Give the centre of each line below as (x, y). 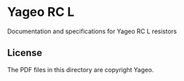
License (25, 53)
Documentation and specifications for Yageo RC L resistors (92, 31)
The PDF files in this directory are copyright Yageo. (80, 69)
